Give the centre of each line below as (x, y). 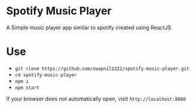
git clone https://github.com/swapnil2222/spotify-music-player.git (102, 69)
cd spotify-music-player (46, 75)
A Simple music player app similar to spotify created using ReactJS (89, 27)
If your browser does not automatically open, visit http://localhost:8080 (96, 98)
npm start (27, 88)
